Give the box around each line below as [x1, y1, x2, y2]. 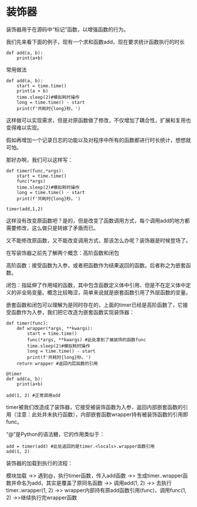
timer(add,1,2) [6, 206, 43, 212]
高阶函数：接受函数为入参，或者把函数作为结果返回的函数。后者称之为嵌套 [6, 261, 186, 268]
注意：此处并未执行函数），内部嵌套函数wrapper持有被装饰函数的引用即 [16, 411, 189, 418]
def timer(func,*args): [6, 168, 64, 173]
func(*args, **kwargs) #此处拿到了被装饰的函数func [27, 336, 147, 343]
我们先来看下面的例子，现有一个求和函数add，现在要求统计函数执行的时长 [6, 38, 185, 45]
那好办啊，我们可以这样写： [6, 156, 73, 163]
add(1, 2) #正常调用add [6, 392, 60, 399]
